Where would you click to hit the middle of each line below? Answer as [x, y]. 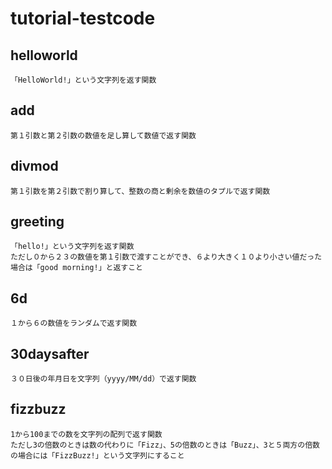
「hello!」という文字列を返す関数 [72, 247]
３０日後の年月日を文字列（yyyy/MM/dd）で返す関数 [103, 379]
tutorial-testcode [83, 18]
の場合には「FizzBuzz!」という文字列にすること [97, 455]
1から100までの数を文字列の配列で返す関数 [86, 434]
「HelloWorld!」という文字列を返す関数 [83, 80]
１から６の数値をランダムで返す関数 [74, 323]
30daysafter [50, 353]
